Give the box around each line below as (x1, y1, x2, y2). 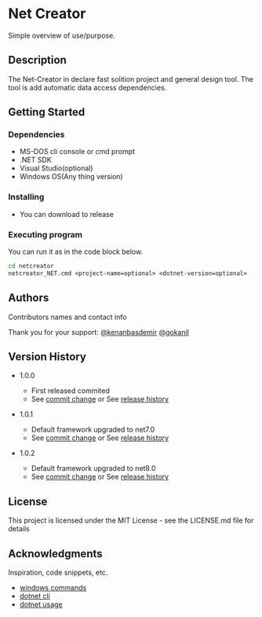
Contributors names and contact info (8, 312, 127, 321)
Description (8, 53, 67, 67)
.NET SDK (19, 155, 53, 165)
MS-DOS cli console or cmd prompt (19, 147, 136, 156)
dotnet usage (19, 600, 63, 609)
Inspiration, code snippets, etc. (8, 567, 108, 578)
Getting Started (8, 105, 86, 119)
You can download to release (19, 209, 114, 219)
